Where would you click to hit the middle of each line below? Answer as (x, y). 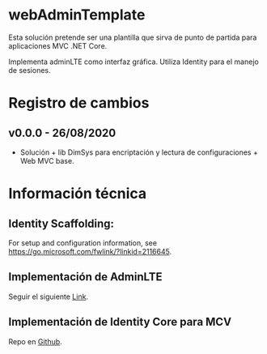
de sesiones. (30, 70)
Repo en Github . (35, 341)
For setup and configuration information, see (83, 243)
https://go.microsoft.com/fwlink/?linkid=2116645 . (90, 251)
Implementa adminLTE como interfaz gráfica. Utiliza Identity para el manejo (133, 62)
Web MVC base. (47, 160)
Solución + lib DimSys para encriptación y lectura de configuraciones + (139, 152)
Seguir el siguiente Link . (49, 296)
